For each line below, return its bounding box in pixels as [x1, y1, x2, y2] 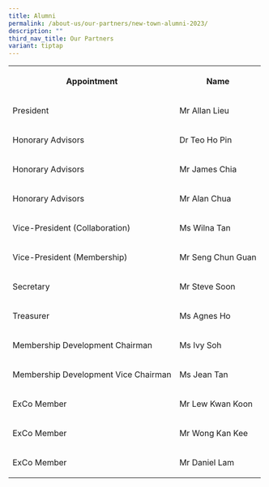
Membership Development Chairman [12, 340, 152, 351]
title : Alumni [8, 11, 57, 20]
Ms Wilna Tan [179, 222, 231, 234]
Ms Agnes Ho [179, 311, 231, 322]
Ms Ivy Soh [179, 340, 222, 351]
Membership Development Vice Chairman [12, 369, 172, 380]
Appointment [66, 76, 118, 87]
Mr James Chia [179, 163, 237, 175]
